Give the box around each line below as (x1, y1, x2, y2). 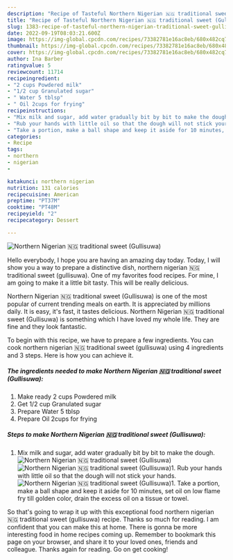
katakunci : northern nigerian (7, 178, 95, 185)
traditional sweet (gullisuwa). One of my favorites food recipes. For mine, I (7, 271, 218, 279)
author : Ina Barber (7, 56, 64, 63)
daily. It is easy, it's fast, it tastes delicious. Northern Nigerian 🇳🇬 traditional (7, 307, 225, 315)
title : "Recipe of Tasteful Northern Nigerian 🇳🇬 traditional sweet (7, 17, 213, 24)
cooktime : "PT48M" (7, 204, 60, 211)
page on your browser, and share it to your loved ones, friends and (7, 537, 198, 546)
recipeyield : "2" (7, 210, 58, 218)
